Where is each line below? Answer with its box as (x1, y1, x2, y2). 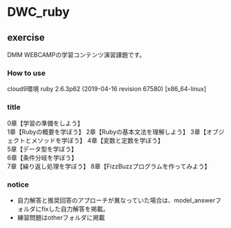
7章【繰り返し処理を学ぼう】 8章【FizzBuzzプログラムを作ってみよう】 (7, 162, 211, 170)
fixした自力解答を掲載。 (41, 205, 110, 213)
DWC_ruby (7, 4, 70, 20)
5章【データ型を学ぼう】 (7, 145, 78, 153)
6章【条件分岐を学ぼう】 (7, 153, 78, 162)
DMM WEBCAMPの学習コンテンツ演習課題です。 (7, 51, 146, 59)
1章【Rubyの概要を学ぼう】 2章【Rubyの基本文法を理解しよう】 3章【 (7, 127, 207, 136)
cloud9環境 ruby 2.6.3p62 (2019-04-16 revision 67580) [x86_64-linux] (7, 85, 207, 93)
